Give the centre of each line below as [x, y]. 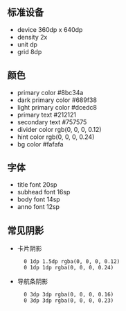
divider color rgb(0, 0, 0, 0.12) [59, 129]
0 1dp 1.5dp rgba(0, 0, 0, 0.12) [72, 262]
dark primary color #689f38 [57, 100]
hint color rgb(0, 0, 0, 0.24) [56, 137]
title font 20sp [37, 185]
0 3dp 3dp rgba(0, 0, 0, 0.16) [69, 295]
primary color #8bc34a [50, 92]
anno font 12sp [38, 207]
